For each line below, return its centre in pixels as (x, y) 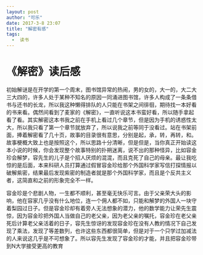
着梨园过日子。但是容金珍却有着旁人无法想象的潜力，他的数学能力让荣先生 (99, 208)
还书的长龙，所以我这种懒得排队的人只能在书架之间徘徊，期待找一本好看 (107, 105)
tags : (13, 34)
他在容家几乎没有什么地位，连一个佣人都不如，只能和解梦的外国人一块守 (107, 201)
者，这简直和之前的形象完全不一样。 (51, 180)
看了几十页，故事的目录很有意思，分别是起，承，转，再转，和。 (117, 135)
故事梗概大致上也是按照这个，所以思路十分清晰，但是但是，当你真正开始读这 (101, 142)
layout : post (23, 12)
